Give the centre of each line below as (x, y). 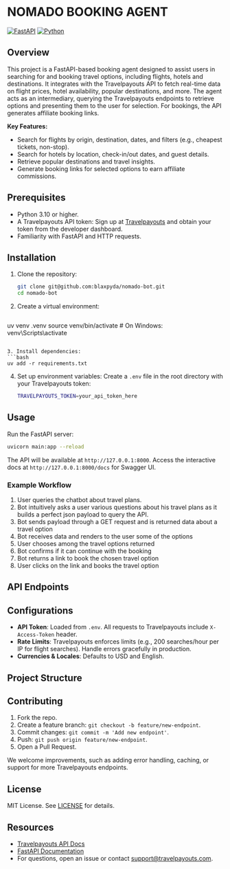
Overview (28, 53)
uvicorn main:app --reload (46, 447)
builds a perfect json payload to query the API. (83, 514)
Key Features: (27, 126)
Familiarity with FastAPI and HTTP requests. (79, 236)
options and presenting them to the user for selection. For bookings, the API (114, 105)
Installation (32, 257)
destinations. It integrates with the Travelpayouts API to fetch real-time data (114, 84)
